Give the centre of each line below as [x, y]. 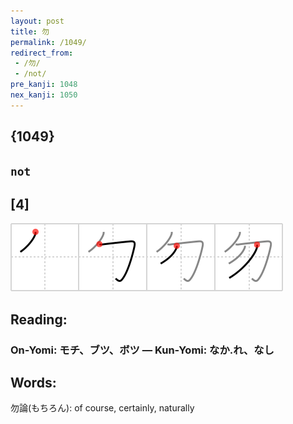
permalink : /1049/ [48, 42]
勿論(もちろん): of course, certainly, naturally [102, 408]
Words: [33, 383]
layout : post [37, 21]
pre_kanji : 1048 [44, 85]
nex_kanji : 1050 [44, 95]
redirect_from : [42, 53]
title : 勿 [30, 31]
